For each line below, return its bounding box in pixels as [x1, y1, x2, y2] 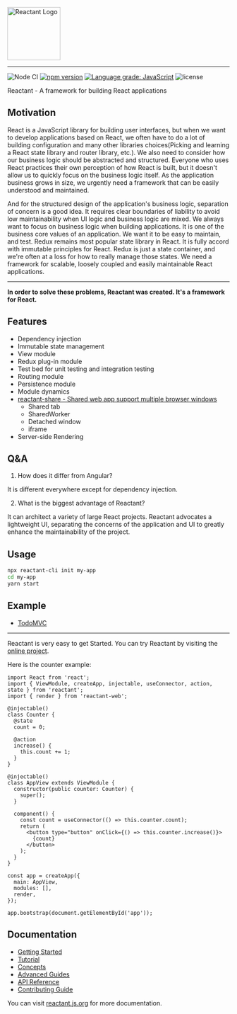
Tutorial [17, 955, 40, 963]
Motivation [7, 107, 56, 119]
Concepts [17, 962, 47, 971]
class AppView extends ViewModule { [7, 779, 115, 786]
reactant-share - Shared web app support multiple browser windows [17, 394, 217, 403]
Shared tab [28, 402, 61, 411]
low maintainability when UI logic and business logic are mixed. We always [7, 215, 224, 223]
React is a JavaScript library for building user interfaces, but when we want [7, 125, 226, 134]
